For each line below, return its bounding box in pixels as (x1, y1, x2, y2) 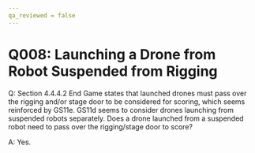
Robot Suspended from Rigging (8, 62, 219, 80)
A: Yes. (8, 137, 32, 147)
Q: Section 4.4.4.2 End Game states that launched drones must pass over (8, 88, 247, 98)
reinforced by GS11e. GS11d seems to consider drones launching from (8, 105, 234, 114)
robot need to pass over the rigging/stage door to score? (8, 121, 193, 131)
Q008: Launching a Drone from (8, 45, 216, 63)
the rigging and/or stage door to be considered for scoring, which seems (8, 96, 246, 106)
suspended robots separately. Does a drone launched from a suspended (8, 114, 244, 123)
